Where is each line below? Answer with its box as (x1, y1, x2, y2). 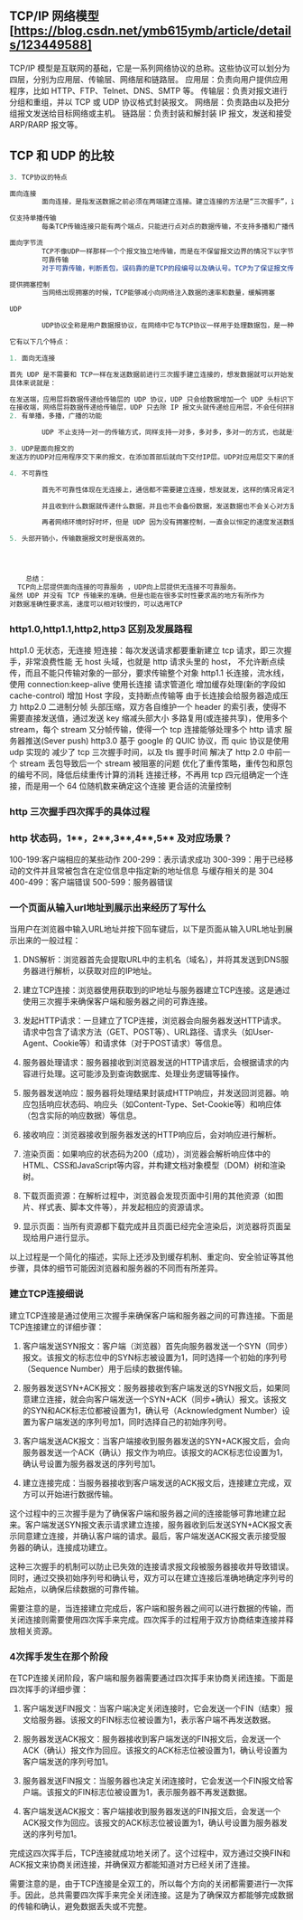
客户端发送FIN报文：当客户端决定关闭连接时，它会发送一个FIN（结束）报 (22, 1703, 293, 1714)
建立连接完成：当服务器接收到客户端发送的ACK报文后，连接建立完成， (22, 1477, 284, 1488)
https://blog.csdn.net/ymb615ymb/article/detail (13, 24, 291, 39)
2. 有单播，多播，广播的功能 (9, 411, 103, 421)
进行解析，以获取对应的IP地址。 (38, 966, 157, 977)
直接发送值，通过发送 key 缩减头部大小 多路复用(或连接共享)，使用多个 (24, 713, 289, 724)
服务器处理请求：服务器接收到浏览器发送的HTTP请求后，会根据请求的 (22, 1057, 281, 1068)
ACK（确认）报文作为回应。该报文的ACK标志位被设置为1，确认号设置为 (22, 1745, 289, 1756)
